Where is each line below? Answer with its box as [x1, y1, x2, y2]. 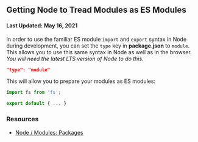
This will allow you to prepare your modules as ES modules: [6, 77, 156, 85]
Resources [6, 115, 39, 124]
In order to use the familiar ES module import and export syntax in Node [6, 35, 187, 43]
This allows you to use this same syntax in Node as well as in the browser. [6, 48, 192, 55]
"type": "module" [6, 66, 51, 73]
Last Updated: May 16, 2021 [6, 21, 78, 29]
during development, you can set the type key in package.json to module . [6, 42, 190, 49]
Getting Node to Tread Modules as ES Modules [6, 5, 187, 15]
